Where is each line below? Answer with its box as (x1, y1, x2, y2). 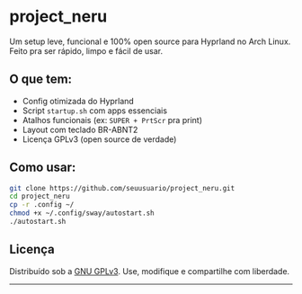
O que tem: (9, 72, 73, 87)
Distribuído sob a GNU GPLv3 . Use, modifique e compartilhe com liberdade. (9, 265, 290, 276)
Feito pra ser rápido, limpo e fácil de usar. (9, 45, 164, 56)
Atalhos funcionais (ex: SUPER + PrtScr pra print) (22, 114, 203, 125)
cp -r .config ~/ (9, 200, 75, 209)
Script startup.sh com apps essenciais (22, 105, 168, 116)
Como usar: (9, 160, 76, 175)
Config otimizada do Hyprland (22, 95, 135, 106)
